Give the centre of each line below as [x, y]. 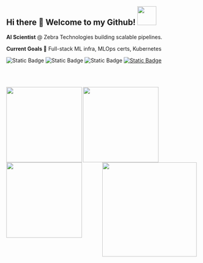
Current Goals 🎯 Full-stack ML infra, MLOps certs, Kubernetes [84, 48]
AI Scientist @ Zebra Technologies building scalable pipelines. [84, 37]
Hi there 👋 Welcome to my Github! [71, 23]
